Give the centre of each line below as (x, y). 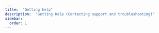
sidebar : (14, 18)
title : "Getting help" (29, 9)
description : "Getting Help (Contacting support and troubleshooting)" (80, 14)
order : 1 (18, 23)
